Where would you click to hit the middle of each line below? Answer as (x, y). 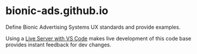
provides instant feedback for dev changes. (58, 45)
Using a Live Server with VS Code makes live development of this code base (98, 38)
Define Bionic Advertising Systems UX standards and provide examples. (93, 27)
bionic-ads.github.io (57, 11)
